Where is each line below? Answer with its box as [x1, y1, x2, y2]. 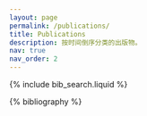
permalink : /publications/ [9, 21, 110, 30]
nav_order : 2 [9, 54, 58, 63]
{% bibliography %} [9, 96, 82, 107]
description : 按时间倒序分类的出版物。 [9, 37, 142, 47]
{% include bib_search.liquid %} [9, 79, 128, 89]
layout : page [9, 12, 58, 22]
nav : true [9, 46, 47, 55]
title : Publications [9, 29, 87, 38]
